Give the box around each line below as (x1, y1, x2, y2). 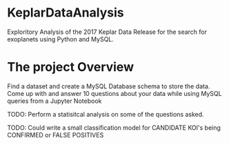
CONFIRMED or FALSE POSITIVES (7, 130, 104, 139)
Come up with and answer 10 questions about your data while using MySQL (7, 89, 222, 97)
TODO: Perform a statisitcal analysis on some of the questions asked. (7, 110, 205, 118)
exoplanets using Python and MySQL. (7, 35, 114, 43)
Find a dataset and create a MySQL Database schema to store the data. (7, 81, 210, 90)
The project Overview (7, 59, 135, 75)
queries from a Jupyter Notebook (7, 97, 102, 105)
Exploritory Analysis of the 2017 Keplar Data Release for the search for (7, 28, 208, 36)
